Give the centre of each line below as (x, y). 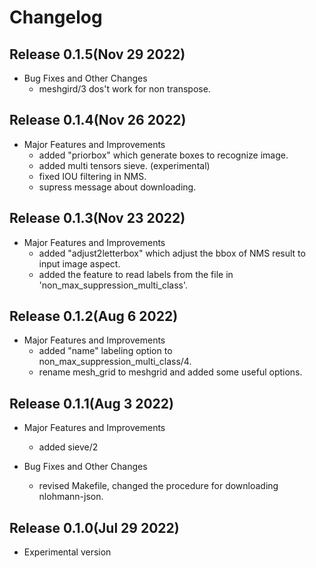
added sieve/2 (68, 447)
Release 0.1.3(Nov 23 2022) (97, 218)
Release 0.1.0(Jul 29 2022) (94, 527)
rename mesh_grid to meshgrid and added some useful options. (170, 372)
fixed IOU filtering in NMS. (92, 176)
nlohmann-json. (71, 497)
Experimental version (67, 552)
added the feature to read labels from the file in (136, 274)
